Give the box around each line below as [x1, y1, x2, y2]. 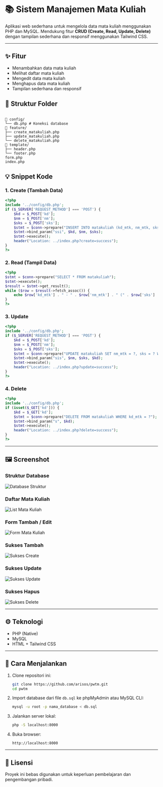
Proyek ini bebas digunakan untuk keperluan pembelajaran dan [5, 771, 131, 777]
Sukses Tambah [5, 542, 44, 549]
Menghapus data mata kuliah [12, 81, 70, 86]
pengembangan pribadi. [5, 777, 53, 782]
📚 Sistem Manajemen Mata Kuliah [5, 4, 147, 15]
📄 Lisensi [5, 758, 33, 767]
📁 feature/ [5, 125, 27, 130]
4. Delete [5, 385, 27, 392]
